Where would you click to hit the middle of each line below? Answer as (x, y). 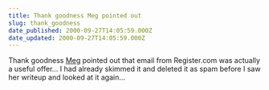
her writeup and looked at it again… (67, 77)
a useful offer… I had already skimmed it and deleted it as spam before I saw (134, 69)
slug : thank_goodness (45, 23)
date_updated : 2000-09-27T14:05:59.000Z (77, 38)
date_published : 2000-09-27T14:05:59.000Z (80, 30)
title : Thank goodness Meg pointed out (75, 16)
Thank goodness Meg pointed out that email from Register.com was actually (134, 61)
